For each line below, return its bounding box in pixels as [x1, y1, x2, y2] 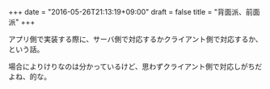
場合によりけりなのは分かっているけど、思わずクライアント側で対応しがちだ [8, 61, 263, 71]
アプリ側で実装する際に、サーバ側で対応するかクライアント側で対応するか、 [8, 35, 263, 44]
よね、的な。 [8, 72, 51, 81]
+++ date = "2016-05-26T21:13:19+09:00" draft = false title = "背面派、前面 [8, 7, 260, 16]
